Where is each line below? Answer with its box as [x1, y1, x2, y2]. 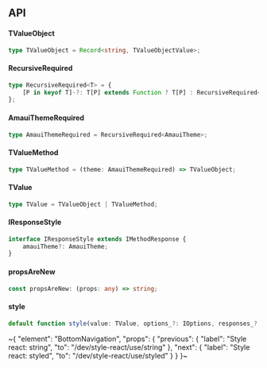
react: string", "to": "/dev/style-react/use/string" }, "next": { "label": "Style [8, 342, 250, 352]
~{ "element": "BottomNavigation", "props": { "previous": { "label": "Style [8, 334, 247, 343]
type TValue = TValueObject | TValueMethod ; [8, 200, 158, 208]
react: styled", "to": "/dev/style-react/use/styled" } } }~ [8, 351, 188, 360]
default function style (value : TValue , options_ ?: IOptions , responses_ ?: [8, 320, 261, 327]
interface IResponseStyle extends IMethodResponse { [8, 234, 187, 243]
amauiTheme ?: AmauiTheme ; [22, 242, 109, 250]
